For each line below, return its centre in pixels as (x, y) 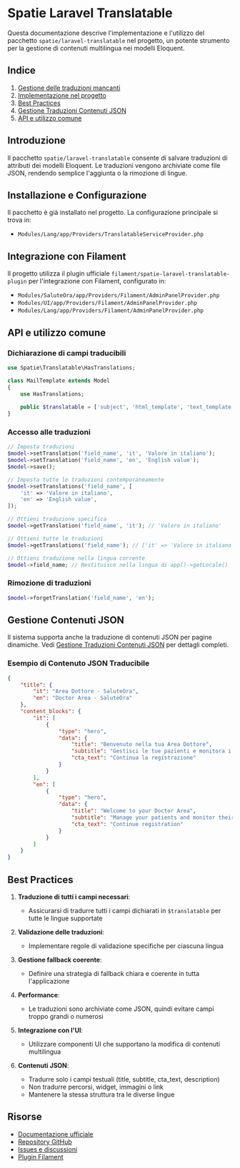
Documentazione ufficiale (55, 1134)
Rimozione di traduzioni (49, 583)
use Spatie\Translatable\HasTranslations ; (71, 368)
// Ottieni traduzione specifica (57, 519)
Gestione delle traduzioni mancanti (69, 88)
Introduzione (37, 141)
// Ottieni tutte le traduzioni (55, 538)
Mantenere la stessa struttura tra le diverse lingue (101, 1094)
